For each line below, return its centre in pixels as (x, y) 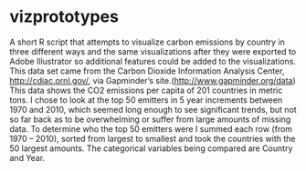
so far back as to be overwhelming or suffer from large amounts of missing (150, 119)
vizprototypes (64, 17)
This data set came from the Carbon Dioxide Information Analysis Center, (147, 71)
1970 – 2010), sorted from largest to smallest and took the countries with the (153, 138)
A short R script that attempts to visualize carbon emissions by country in (147, 42)
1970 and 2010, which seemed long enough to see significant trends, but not (153, 109)
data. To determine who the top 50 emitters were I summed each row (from (151, 128)
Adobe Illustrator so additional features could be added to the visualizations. (153, 61)
